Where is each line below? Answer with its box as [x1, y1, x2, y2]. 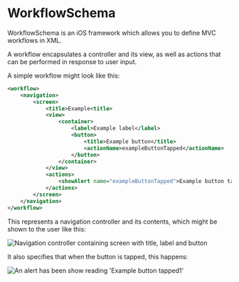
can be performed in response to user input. [7, 57, 137, 66]
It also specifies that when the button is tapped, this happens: [7, 252, 188, 261]
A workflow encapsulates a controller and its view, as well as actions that [7, 50, 221, 58]
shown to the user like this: [7, 224, 87, 233]
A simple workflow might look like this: [7, 71, 120, 80]
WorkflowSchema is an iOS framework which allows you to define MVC [7, 28, 216, 37]
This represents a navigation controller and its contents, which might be [7, 217, 218, 226]
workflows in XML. [7, 36, 63, 44]
